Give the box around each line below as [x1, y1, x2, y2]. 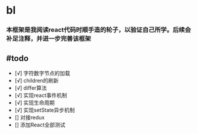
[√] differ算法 [14, 84, 47, 91]
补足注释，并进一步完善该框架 [6, 35, 92, 43]
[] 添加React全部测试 [14, 121, 66, 128]
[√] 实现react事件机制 [14, 91, 67, 99]
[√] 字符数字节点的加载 [14, 69, 70, 77]
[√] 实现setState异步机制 [14, 106, 75, 113]
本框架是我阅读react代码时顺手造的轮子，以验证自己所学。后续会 [6, 26, 191, 34]
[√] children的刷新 [14, 77, 59, 84]
